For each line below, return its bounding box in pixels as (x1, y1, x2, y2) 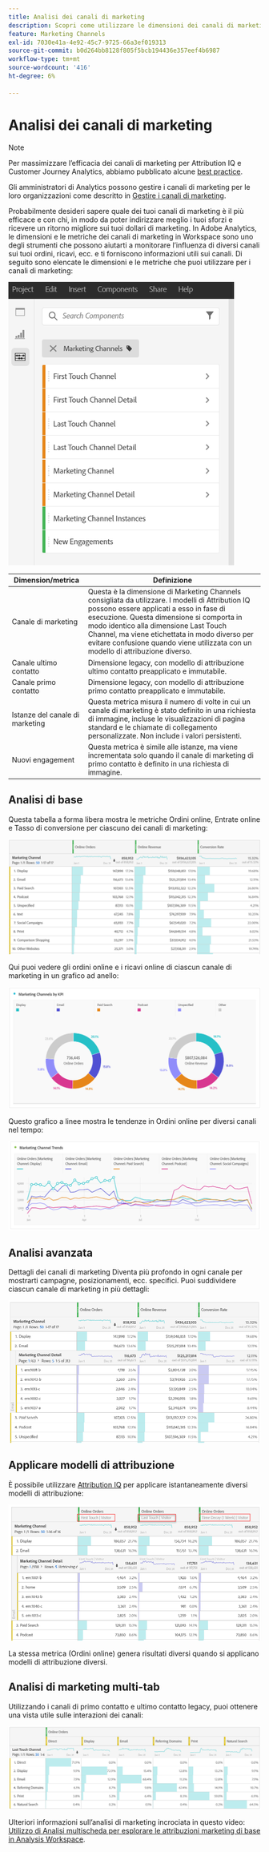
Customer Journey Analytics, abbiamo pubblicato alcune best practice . (8, 167, 243, 176)
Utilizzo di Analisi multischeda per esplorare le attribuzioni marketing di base (8, 1826, 261, 1835)
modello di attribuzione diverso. (87, 646, 192, 656)
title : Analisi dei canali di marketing (8, 13, 146, 21)
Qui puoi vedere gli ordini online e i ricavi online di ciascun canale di (8, 962, 232, 972)
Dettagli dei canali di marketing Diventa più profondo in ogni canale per (8, 1267, 243, 1277)
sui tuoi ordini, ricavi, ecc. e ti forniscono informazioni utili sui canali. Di (8, 248, 243, 258)
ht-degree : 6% (8, 72, 56, 80)
